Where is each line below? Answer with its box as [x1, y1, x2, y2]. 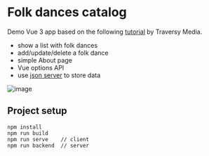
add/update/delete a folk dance [17, 48, 109, 57]
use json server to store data [17, 71, 101, 79]
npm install [7, 124, 42, 131]
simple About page [17, 56, 72, 64]
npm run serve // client [7, 136, 90, 143]
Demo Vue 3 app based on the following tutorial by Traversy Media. [7, 27, 203, 36]
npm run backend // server [7, 142, 90, 149]
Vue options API [17, 63, 65, 72]
